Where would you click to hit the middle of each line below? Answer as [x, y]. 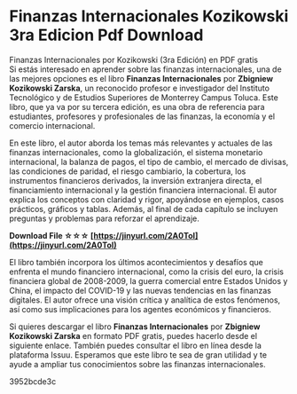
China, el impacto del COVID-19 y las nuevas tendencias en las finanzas [141, 290]
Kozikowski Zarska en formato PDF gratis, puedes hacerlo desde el [133, 335]
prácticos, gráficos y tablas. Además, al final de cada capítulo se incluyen [144, 209]
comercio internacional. [52, 125]
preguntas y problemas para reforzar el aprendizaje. [104, 218]
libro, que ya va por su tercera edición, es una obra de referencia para [137, 106]
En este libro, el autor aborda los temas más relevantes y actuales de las [141, 143]
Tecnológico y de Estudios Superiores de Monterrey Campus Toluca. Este [144, 97]
